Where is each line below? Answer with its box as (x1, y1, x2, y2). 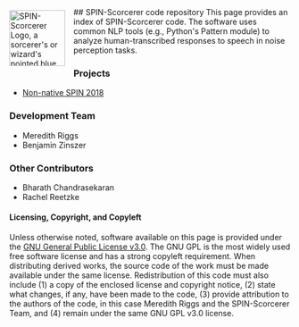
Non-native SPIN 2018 (21, 88, 104, 98)
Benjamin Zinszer (21, 139, 87, 150)
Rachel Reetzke (21, 191, 80, 202)
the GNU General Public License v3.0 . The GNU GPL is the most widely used (9, 241, 291, 252)
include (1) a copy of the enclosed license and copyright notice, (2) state (9, 280, 276, 290)
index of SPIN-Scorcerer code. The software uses (73, 16, 257, 27)
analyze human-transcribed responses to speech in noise (73, 36, 286, 46)
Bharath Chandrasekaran (21, 181, 114, 193)
